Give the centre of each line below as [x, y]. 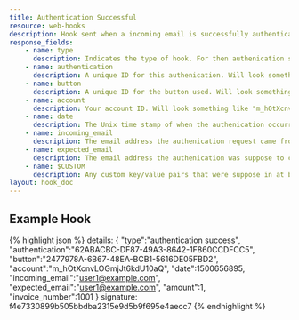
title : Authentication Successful [73, 17]
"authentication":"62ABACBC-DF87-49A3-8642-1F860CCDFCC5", [132, 249]
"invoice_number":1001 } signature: [73, 296]
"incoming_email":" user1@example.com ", [85, 277]
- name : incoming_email [69, 133]
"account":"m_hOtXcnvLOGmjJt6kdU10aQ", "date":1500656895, [127, 268]
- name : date [49, 116]
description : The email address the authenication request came [154, 141]
